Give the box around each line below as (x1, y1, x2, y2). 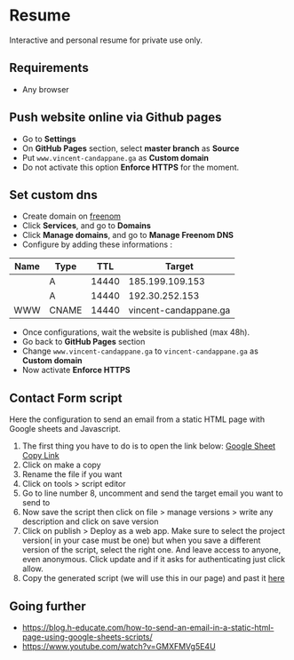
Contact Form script (9, 390, 123, 405)
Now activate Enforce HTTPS (21, 365, 131, 376)
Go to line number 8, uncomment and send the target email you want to (21, 488, 283, 498)
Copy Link (21, 450, 60, 461)
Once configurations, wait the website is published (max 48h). (21, 327, 250, 338)
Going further (9, 599, 86, 614)
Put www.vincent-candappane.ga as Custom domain (21, 152, 210, 163)
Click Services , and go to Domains (21, 220, 151, 231)
